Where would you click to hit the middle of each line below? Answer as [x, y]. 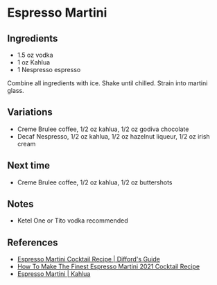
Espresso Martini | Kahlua [54, 274]
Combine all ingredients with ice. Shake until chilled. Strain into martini [107, 83]
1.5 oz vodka [35, 55]
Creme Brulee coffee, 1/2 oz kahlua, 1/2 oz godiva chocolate [103, 129]
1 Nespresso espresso [49, 70]
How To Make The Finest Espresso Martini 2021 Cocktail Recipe [108, 267]
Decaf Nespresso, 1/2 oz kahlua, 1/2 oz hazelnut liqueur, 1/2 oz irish [113, 136]
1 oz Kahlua [34, 62]
